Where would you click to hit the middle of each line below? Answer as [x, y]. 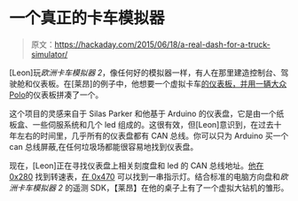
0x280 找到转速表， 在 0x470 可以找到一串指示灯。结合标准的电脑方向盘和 [145, 176]
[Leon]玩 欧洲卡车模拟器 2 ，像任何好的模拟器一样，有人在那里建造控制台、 [145, 73]
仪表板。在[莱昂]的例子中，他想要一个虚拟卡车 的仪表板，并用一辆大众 [160, 83]
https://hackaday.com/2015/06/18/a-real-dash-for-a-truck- [162, 44]
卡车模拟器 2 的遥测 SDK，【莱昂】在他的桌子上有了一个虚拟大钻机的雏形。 [153, 188]
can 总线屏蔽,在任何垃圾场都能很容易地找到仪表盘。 [104, 146]
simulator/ [49, 54]
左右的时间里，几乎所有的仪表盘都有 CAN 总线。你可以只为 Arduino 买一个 [153, 135]
